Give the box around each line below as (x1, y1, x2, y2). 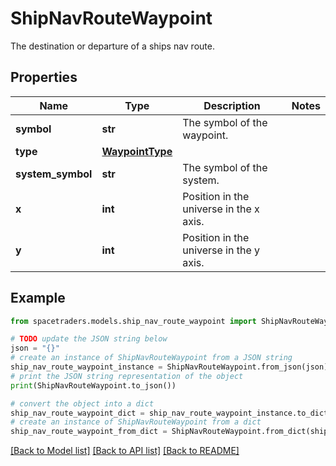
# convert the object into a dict (10, 398, 155, 409)
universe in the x (182, 202, 260, 216)
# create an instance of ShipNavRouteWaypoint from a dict (10, 417, 262, 427)
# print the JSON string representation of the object (10, 371, 244, 381)
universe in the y (182, 243, 261, 257)
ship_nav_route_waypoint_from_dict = (10, 427, 168, 437)
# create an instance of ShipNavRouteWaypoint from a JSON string (10, 353, 293, 363)
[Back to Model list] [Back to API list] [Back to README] (10, 445, 240, 457)
